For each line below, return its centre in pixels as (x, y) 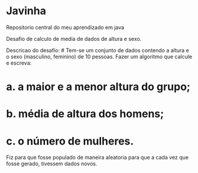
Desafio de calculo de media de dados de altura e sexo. (74, 39)
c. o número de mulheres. (70, 141)
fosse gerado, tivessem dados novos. (52, 164)
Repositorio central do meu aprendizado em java (65, 27)
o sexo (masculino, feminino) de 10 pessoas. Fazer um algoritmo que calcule (99, 56)
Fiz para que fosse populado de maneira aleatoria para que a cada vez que (98, 158)
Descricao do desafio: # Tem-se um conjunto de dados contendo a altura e (98, 50)
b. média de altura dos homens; (85, 114)
